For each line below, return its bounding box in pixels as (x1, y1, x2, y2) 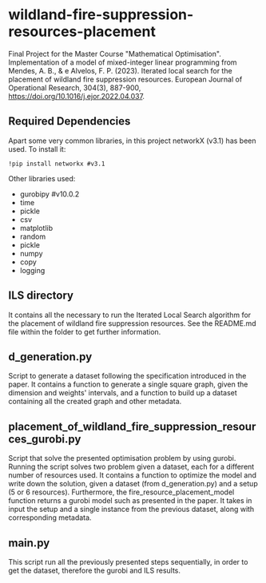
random (19, 232, 46, 241)
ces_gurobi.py (8, 432, 81, 446)
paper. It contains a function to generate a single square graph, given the (8, 379, 248, 389)
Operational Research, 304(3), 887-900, (8, 82, 141, 93)
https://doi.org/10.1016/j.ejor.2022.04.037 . (8, 91, 145, 101)
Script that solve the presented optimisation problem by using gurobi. (8, 454, 236, 463)
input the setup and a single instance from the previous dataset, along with (8, 505, 255, 514)
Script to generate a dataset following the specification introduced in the (8, 371, 247, 381)
